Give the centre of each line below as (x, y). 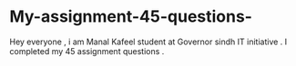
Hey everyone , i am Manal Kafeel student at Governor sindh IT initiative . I (148, 42)
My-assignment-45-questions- (131, 17)
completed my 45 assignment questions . (87, 51)
